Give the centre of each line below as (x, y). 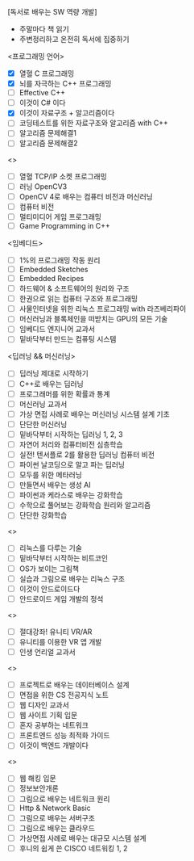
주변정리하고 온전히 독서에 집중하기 (74, 39)
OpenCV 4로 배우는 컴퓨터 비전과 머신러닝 (86, 196)
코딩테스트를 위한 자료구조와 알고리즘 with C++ (93, 123)
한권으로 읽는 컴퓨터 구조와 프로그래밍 (78, 299)
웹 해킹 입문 (38, 779)
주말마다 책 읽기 (44, 29)
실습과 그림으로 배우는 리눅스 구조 (72, 578)
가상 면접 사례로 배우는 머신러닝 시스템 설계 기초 (94, 414)
